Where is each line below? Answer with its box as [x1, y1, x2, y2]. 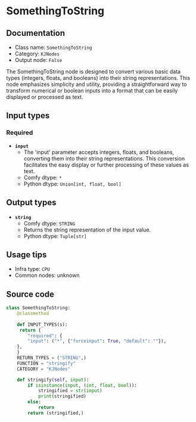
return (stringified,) [27, 410, 84, 416]
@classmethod [17, 310, 49, 316]
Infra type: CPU [14, 266, 50, 273]
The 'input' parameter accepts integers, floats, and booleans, [23, 148, 175, 156]
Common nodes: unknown [14, 272, 80, 279]
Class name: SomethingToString [14, 44, 92, 51]
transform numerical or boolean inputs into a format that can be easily [6, 87, 178, 94]
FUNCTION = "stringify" [17, 360, 76, 366]
